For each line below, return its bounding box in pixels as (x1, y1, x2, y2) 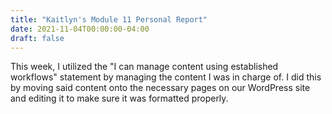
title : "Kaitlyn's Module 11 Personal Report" (10, 14, 208, 25)
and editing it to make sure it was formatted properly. (10, 92, 229, 105)
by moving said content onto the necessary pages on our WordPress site (10, 82, 311, 94)
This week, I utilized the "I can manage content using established (10, 61, 279, 73)
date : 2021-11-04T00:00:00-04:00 (10, 24, 150, 34)
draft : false (10, 33, 65, 43)
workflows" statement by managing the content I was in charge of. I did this (10, 71, 322, 83)
